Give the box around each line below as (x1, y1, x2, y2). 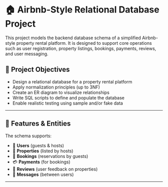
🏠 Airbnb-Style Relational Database (5, 4, 159, 16)
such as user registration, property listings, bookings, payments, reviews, (5, 45, 156, 51)
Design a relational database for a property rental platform (12, 78, 132, 84)
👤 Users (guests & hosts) (12, 142, 64, 148)
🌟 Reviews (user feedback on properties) (12, 166, 98, 172)
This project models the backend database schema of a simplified (5, 35, 141, 41)
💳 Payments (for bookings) (12, 159, 71, 165)
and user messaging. (5, 51, 48, 57)
